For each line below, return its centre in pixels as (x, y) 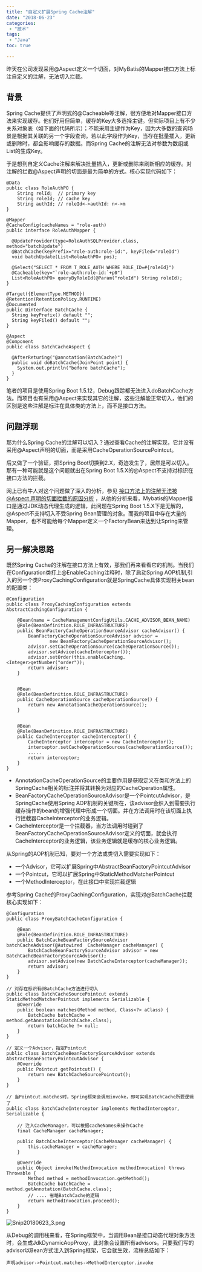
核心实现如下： (25, 902)
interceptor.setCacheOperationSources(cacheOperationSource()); (111, 748)
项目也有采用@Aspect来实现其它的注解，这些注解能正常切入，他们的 (108, 398)
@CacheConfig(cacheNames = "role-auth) (57, 225)
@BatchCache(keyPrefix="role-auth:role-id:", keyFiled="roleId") (96, 252)
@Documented (21, 304)
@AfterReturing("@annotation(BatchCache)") (67, 357)
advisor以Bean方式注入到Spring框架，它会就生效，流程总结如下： (88, 1250)
